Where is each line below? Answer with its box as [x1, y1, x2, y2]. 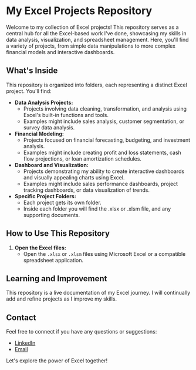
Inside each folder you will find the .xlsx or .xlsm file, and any [23, 205, 171, 212]
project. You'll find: [6, 87, 52, 95]
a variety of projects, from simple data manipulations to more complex [6, 42, 176, 49]
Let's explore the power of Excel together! [6, 357, 108, 364]
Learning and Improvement [6, 274, 107, 284]
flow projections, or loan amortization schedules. [23, 155, 142, 162]
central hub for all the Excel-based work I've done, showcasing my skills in [6, 29, 187, 36]
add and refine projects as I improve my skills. [6, 295, 117, 302]
